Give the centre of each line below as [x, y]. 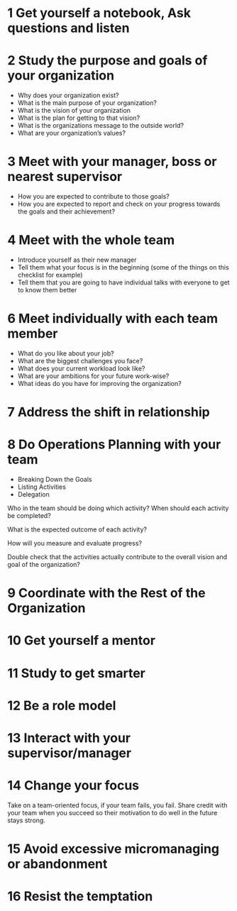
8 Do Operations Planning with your [114, 445]
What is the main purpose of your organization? [87, 103]
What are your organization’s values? [72, 133]
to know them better [47, 290]
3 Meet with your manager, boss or [112, 162]
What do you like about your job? [66, 353]
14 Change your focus [73, 786]
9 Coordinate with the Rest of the [106, 593]
